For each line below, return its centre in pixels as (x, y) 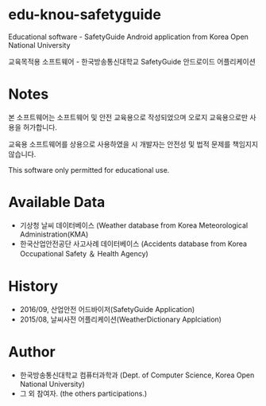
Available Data (57, 203)
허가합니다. (40, 127)
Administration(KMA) (54, 234)
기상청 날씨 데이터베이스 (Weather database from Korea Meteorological (134, 225)
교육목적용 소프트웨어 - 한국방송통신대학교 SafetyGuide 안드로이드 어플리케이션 (132, 61)
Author (32, 351)
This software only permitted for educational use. (89, 170)
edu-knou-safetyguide (85, 15)
